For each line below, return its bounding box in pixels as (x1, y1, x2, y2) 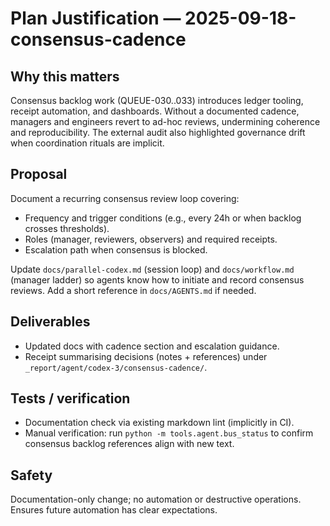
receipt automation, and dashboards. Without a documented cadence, (10, 105, 300, 117)
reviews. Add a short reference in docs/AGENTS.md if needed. (10, 284, 257, 296)
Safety (10, 467, 53, 484)
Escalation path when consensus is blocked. (24, 243, 208, 256)
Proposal (10, 166, 68, 183)
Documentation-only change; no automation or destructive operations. (10, 493, 302, 506)
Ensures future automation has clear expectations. (10, 504, 218, 516)
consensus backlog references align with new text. (24, 438, 235, 450)
